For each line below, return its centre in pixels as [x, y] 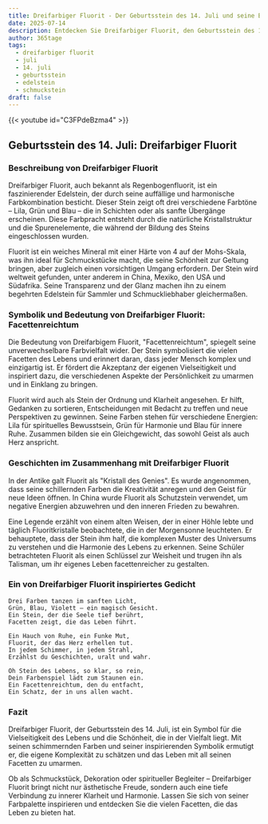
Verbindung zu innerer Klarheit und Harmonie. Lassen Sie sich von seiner [128, 796]
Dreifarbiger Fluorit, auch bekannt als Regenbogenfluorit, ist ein [113, 185]
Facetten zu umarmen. [45, 763]
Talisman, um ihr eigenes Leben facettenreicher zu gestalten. [109, 564]
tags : [17, 46]
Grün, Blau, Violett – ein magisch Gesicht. [83, 608]
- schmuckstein [41, 90]
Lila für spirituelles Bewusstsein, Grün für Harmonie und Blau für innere [125, 426]
